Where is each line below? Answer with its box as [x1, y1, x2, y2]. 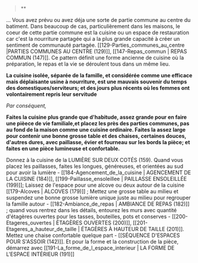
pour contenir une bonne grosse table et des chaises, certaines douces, [6, 132, 187, 139]
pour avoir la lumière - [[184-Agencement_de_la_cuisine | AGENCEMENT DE [6, 169, 191, 176]
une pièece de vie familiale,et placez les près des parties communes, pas [6, 120, 190, 126]
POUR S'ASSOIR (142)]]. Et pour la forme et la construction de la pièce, [6, 238, 179, 245]
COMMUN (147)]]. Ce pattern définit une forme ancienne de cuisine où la [6, 54, 184, 61]
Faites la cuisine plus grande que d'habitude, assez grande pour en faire [6, 113, 187, 121]
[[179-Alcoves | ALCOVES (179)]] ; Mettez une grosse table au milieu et [6, 188, 178, 194]
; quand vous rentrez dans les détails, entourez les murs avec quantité [6, 207, 177, 213]
